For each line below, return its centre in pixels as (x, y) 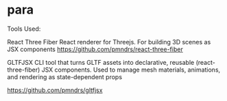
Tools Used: (24, 29)
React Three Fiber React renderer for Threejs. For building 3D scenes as (109, 42)
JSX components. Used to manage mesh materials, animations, (131, 70)
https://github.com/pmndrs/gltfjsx (55, 90)
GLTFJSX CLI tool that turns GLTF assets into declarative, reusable (101, 62)
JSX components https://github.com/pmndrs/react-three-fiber (95, 49)
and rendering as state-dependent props (64, 76)
